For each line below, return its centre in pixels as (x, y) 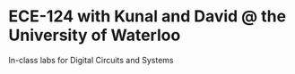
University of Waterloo (95, 35)
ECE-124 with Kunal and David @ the (147, 16)
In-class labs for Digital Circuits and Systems (91, 60)
